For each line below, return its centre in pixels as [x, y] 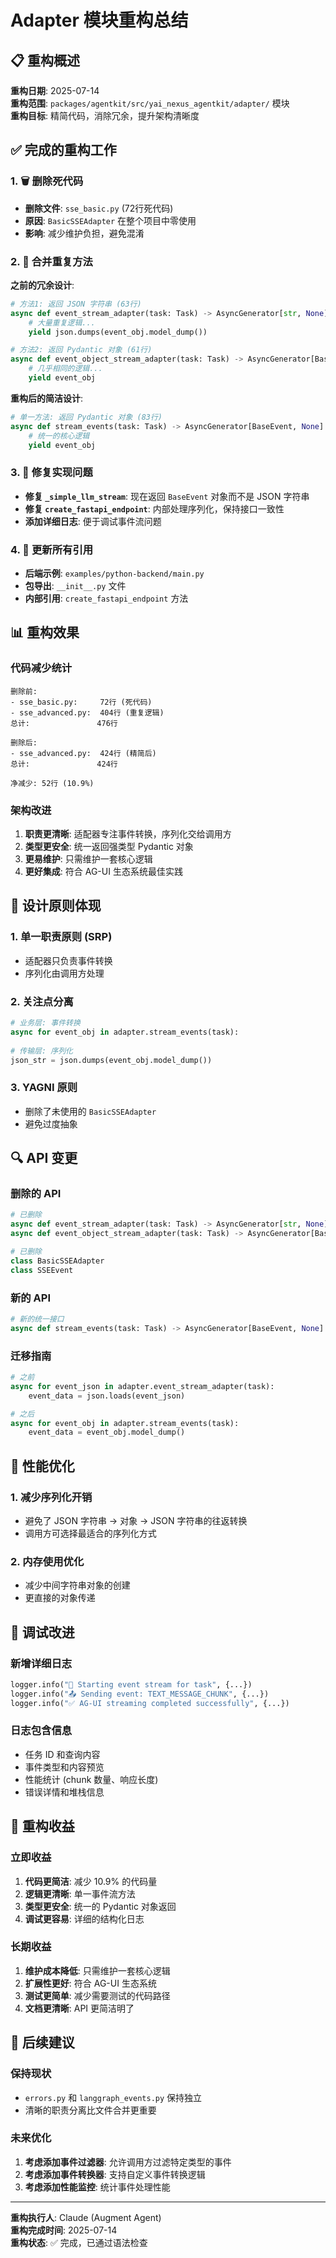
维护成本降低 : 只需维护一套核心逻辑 [97, 1970]
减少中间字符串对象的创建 [77, 1585]
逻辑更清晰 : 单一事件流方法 [80, 1893]
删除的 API [36, 1194]
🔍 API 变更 [44, 1158]
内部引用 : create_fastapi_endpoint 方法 [106, 598]
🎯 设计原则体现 [56, 906]
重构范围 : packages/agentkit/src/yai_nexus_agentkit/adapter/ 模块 [150, 103]
